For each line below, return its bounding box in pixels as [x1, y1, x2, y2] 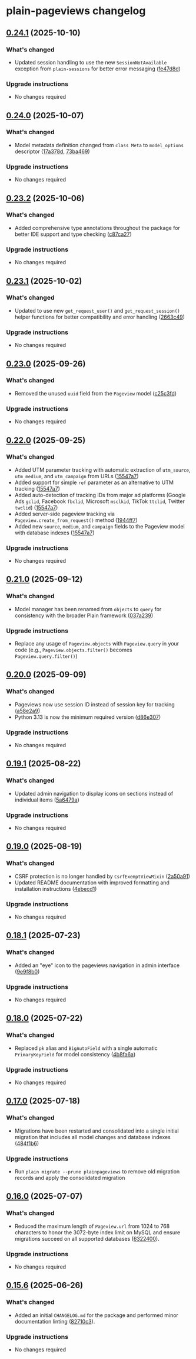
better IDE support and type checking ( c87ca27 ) [14, 231, 132, 238]
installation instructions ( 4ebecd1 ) [14, 885, 97, 892]
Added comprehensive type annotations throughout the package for [14, 224, 181, 231]
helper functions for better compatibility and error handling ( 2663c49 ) [14, 313, 185, 320]
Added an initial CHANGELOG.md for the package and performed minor [14, 1311, 178, 1319]
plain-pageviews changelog [6, 4, 146, 18]
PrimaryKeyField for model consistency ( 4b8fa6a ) [14, 1050, 136, 1058]
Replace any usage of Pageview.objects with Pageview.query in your [14, 640, 180, 647]
